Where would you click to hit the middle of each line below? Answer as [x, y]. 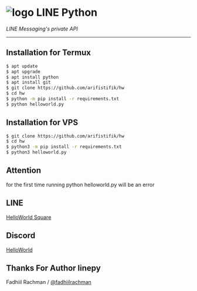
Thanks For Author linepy [53, 268]
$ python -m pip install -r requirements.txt [62, 99]
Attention [23, 171]
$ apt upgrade [23, 71]
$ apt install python [33, 77]
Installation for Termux [48, 53]
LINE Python [67, 13]
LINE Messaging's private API [42, 29]
